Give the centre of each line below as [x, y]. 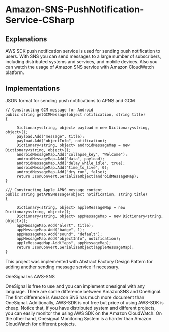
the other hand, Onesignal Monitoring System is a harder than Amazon [78, 318]
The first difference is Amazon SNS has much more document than [75, 297]
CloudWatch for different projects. [41, 324]
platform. [15, 72]
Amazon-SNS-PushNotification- [75, 9]
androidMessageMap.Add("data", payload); [61, 159]
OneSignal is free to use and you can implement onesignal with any [75, 286]
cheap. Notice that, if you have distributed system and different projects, [81, 308]
